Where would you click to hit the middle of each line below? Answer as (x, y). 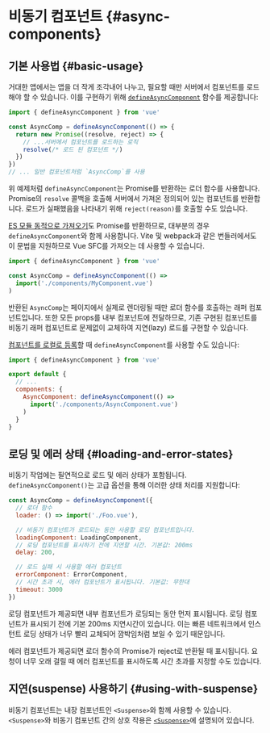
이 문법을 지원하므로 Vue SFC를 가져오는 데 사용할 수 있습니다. (107, 246)
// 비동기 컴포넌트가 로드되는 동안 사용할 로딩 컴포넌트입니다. (106, 530)
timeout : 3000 (39, 589)
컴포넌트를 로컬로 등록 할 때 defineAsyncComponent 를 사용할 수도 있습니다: (124, 345)
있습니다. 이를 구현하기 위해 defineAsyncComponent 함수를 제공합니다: (149, 97)
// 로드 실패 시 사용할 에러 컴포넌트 (69, 567)
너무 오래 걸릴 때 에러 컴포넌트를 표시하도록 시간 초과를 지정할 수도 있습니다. (142, 661)
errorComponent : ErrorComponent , (72, 575)
